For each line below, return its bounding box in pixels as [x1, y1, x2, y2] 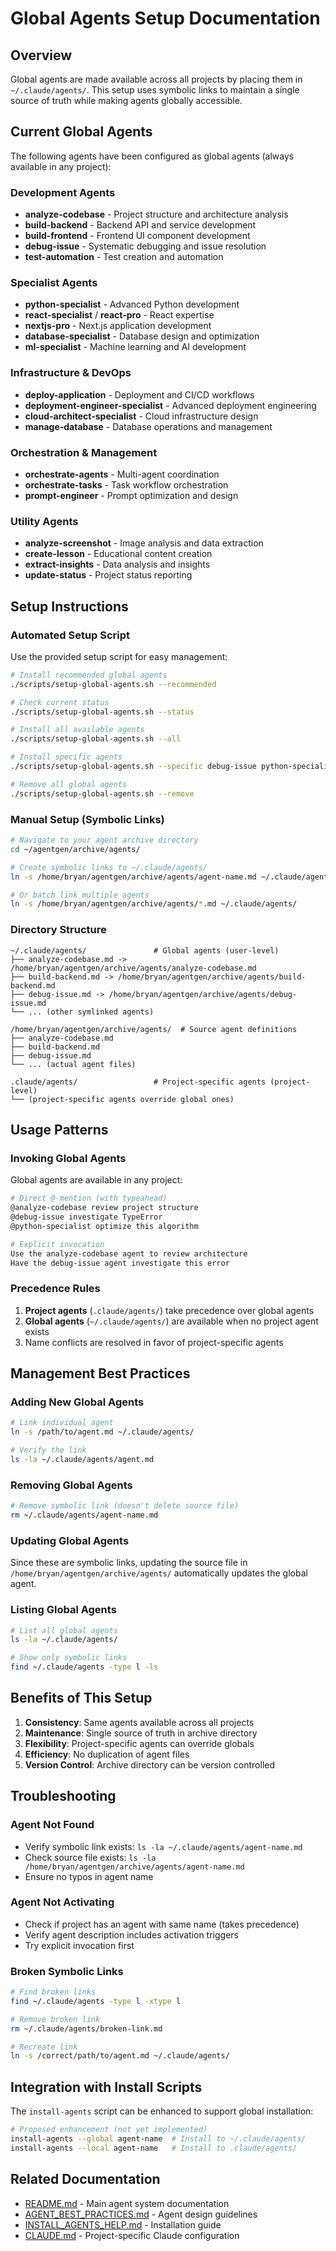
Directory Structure [10, 923, 107, 937]
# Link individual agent [10, 1418, 114, 1428]
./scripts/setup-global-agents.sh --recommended [10, 679, 217, 689]
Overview [10, 47, 73, 64]
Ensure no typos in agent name [24, 1870, 154, 1882]
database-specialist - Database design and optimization [24, 330, 260, 342]
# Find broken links [10, 1987, 97, 1997]
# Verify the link [10, 1445, 87, 1456]
